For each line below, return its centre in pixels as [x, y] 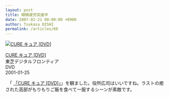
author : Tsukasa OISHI [29, 24]
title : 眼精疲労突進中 [27, 15]
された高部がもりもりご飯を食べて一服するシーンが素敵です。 [70, 89]
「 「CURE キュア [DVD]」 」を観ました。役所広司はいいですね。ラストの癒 [87, 83]
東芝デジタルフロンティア [32, 61]
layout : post [19, 10]
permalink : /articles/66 [32, 29]
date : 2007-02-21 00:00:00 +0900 [41, 19]
